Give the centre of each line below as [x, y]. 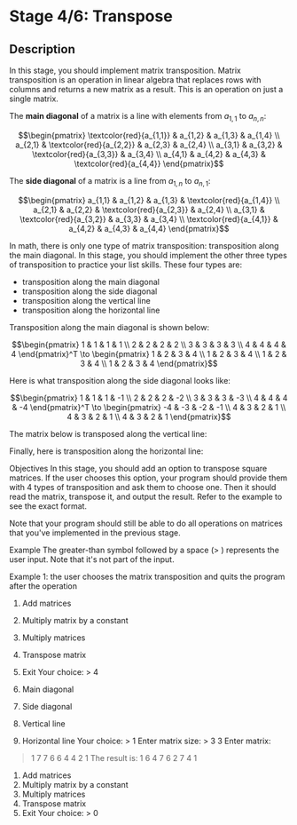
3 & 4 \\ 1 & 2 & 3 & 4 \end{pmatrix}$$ [149, 363]
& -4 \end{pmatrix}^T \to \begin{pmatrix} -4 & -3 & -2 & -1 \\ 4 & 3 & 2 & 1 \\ [149, 407]
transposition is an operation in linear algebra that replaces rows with [135, 80]
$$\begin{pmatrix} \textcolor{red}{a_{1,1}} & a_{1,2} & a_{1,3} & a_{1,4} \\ [149, 135]
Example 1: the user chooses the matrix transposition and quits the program [147, 576]
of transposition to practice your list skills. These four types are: [126, 265]
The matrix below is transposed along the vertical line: [108, 433]
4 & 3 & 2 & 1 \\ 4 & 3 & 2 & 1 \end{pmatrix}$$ [149, 416]
